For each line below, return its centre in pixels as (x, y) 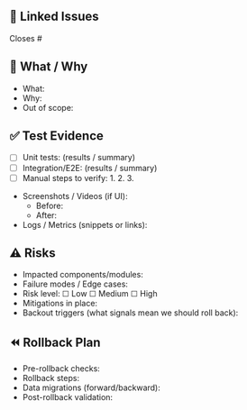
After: (46, 215)
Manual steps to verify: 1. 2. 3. (78, 178)
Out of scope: (48, 107)
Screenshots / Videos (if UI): (75, 196)
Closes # (26, 38)
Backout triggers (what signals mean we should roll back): (130, 313)
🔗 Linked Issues (54, 17)
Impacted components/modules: (83, 275)
